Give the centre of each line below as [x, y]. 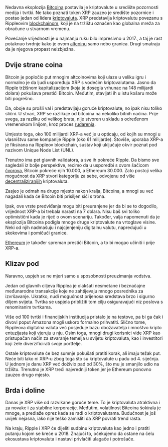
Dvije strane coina [34, 65]
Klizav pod [22, 264]
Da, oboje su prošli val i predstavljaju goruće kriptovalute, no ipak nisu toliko [84, 108]
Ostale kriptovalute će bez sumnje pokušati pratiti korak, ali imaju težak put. [83, 353]
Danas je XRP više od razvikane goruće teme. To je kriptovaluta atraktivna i [83, 403]
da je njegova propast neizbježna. [40, 49]
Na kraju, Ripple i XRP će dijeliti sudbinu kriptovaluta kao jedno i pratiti [77, 428]
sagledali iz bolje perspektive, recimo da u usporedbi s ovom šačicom [77, 165]
